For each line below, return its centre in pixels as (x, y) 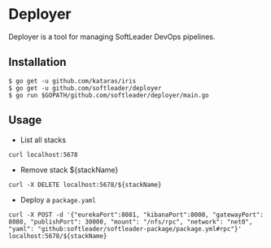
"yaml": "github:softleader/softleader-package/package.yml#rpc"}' (125, 228)
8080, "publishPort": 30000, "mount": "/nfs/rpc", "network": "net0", (131, 222)
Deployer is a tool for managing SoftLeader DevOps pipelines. (112, 37)
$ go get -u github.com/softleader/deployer (85, 88)
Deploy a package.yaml (58, 199)
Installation (37, 62)
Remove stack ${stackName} (69, 170)
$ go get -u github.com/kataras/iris (72, 81)
